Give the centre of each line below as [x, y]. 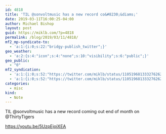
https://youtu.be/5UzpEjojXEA [36, 127]
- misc [16, 88]
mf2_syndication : [23, 70]
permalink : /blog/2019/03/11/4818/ [42, 38]
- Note [16, 97]
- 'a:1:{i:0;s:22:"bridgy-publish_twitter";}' [58, 47]
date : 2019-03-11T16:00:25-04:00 [40, 19]
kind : [11, 93]
